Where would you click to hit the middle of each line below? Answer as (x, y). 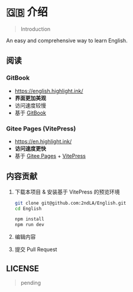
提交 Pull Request (36, 249)
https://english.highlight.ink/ (49, 91)
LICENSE (23, 269)
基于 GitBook (30, 113)
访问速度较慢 (30, 105)
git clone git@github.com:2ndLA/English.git (70, 203)
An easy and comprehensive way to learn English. (67, 40)
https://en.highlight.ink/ (43, 141)
